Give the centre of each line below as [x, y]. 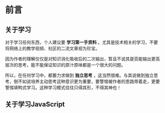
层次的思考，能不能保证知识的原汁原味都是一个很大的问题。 [65, 65]
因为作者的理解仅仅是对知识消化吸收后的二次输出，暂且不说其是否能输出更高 [82, 59]
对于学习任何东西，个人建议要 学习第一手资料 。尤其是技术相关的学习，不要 [82, 42]
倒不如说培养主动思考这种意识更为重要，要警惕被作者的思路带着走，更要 [87, 81]
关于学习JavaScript [35, 104]
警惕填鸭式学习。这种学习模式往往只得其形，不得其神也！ [63, 88]
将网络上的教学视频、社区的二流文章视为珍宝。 [52, 48]
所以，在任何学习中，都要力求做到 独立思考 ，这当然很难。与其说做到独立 [79, 75]
